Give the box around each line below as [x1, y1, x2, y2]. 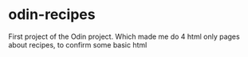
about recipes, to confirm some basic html [8, 40, 148, 49]
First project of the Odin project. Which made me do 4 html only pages [8, 32, 241, 41]
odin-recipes [8, 6, 96, 24]
